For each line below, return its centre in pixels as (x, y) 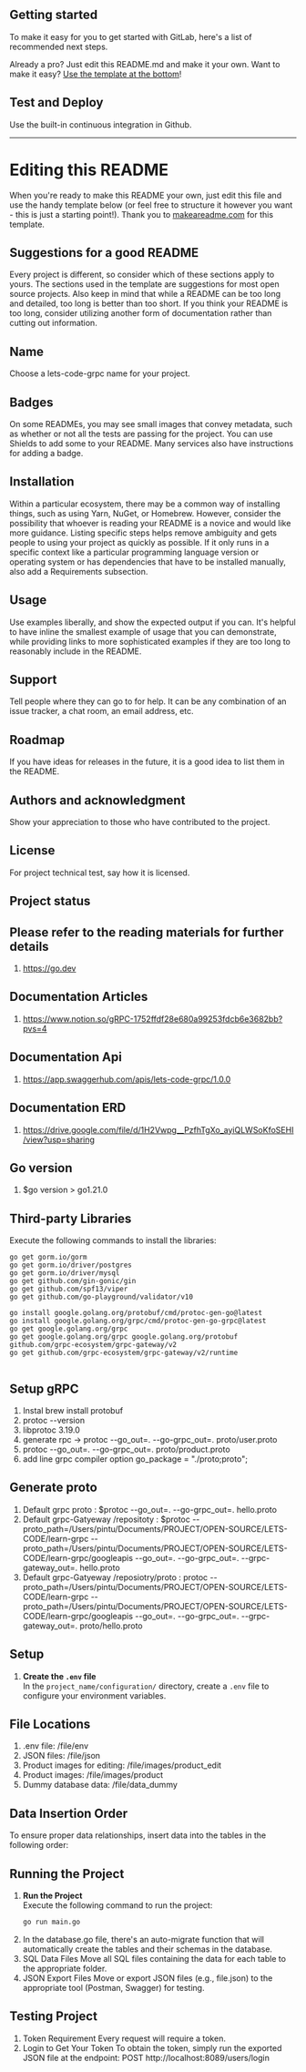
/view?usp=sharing (59, 1139)
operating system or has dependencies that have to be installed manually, (148, 561)
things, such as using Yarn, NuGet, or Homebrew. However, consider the (145, 513)
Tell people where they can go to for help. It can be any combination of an (148, 701)
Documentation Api (66, 1057)
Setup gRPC (44, 1388)
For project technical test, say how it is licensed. (100, 873)
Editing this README (89, 170)
